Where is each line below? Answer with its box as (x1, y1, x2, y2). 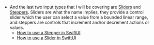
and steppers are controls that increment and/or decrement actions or (9, 19, 150, 25)
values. (9, 25, 24, 30)
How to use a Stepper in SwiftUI (16, 30, 81, 35)
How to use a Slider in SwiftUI (16, 35, 77, 41)
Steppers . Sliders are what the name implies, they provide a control (9, 9, 144, 15)
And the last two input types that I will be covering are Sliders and (9, 4, 141, 10)
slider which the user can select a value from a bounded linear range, (9, 15, 149, 20)
